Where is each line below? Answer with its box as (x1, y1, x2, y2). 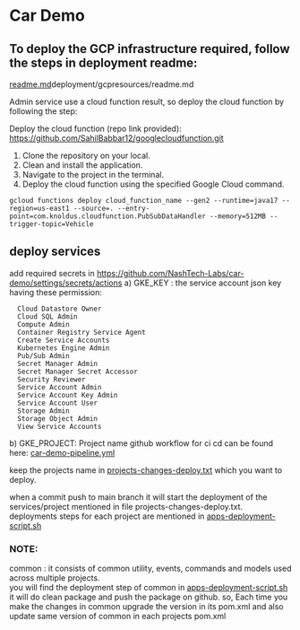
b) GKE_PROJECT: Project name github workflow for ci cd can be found (9, 437, 274, 449)
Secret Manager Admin (17, 359, 99, 368)
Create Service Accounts (17, 336, 110, 345)
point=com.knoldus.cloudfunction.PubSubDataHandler (9, 212, 206, 221)
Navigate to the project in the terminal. (21, 170, 164, 179)
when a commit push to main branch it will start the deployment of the (9, 491, 268, 503)
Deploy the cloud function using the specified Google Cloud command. (21, 179, 285, 189)
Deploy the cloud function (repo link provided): (9, 123, 182, 134)
